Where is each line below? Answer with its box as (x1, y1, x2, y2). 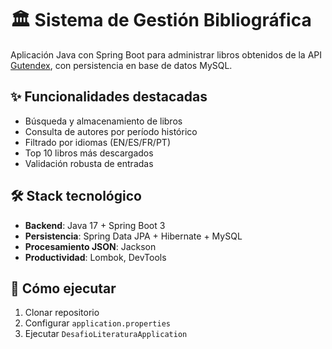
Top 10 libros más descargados (24, 147, 154, 159)
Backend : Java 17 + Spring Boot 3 (24, 219, 166, 231)
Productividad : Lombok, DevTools (24, 251, 167, 263)
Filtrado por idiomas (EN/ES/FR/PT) (24, 136, 171, 148)
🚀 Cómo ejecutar (10, 280, 117, 297)
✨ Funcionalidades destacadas (10, 88, 208, 106)
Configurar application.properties (24, 317, 171, 329)
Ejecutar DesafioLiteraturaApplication (24, 328, 188, 340)
